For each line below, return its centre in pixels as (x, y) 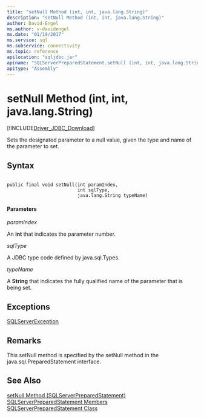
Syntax (21, 166)
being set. (19, 288)
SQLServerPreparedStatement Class (52, 408)
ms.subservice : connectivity (44, 46)
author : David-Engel (33, 23)
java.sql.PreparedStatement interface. (54, 361)
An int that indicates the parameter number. (61, 234)
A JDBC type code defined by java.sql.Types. (63, 258)
